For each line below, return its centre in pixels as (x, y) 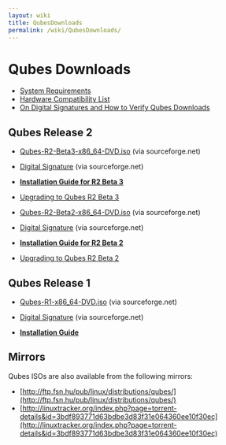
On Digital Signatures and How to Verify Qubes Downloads (115, 108)
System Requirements (55, 91)
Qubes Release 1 (49, 283)
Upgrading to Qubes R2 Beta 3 (69, 197)
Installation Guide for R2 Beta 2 (71, 243)
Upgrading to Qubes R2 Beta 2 (69, 258)
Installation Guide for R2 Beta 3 (71, 182)
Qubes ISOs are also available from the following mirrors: (100, 376)
